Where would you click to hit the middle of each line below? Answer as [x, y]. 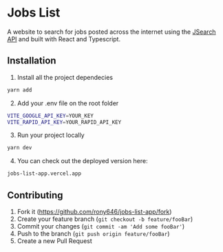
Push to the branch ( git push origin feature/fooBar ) [93, 233]
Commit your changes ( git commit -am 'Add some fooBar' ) [101, 226]
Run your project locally [51, 135]
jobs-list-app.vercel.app [44, 174]
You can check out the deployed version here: [82, 161]
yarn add [20, 90]
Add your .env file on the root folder [68, 103]
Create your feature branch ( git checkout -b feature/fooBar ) [105, 219]
